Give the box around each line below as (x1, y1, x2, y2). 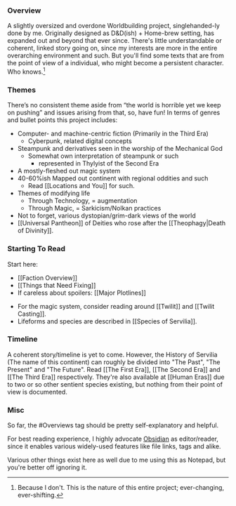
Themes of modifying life (17, 189, 91, 198)
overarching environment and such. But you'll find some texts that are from (7, 51, 225, 60)
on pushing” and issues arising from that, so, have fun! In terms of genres (7, 108, 221, 117)
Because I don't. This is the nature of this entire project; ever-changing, (17, 484, 225, 492)
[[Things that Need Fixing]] (17, 281, 96, 289)
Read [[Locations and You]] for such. (27, 182, 135, 190)
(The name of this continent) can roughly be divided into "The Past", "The (7, 357, 221, 366)
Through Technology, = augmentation (27, 197, 138, 205)
